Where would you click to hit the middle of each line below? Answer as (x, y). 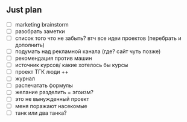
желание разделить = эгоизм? (54, 92)
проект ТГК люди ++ (42, 72)
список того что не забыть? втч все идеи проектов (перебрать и (98, 38)
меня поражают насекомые (51, 106)
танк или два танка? (41, 113)
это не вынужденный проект (52, 99)
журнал (25, 79)
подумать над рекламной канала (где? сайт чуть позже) (88, 51)
